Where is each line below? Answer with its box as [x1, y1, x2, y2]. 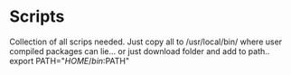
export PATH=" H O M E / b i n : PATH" [9, 55, 129, 66]
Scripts [9, 6, 65, 27]
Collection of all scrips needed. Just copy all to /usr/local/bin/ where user [9, 36, 283, 47]
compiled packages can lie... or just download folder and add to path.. [9, 45, 270, 56]
